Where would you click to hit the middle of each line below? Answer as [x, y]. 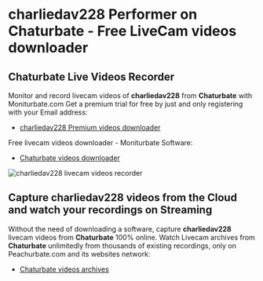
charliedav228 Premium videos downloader [90, 128]
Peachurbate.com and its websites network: [79, 254]
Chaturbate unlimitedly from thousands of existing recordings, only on [122, 246]
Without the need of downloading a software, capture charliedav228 [120, 228]
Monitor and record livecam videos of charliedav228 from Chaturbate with [130, 95]
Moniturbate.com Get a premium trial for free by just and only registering [126, 104]
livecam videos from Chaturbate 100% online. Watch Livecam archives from [131, 237]
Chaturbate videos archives [64, 269]
